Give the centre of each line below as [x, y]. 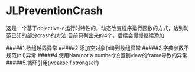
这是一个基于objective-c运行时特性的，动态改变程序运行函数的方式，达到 [95, 28]
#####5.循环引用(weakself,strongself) [53, 63]
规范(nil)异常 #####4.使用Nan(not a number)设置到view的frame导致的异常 [97, 55]
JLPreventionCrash [55, 11]
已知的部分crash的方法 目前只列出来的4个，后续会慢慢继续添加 [87, 35]
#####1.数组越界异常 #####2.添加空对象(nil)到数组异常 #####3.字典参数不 [97, 48]
